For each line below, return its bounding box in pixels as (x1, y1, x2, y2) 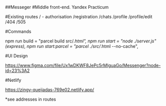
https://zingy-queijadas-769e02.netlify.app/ (5, 87, 94, 93)
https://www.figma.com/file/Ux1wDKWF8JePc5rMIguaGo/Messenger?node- (5, 63, 161, 68)
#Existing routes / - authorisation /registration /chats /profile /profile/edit (5, 14, 153, 19)
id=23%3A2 (5, 68, 30, 73)
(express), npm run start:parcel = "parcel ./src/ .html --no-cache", (5, 43, 138, 49)
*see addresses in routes (5, 96, 56, 102)
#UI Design (5, 53, 28, 59)
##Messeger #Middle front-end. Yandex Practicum (5, 4, 109, 10)
